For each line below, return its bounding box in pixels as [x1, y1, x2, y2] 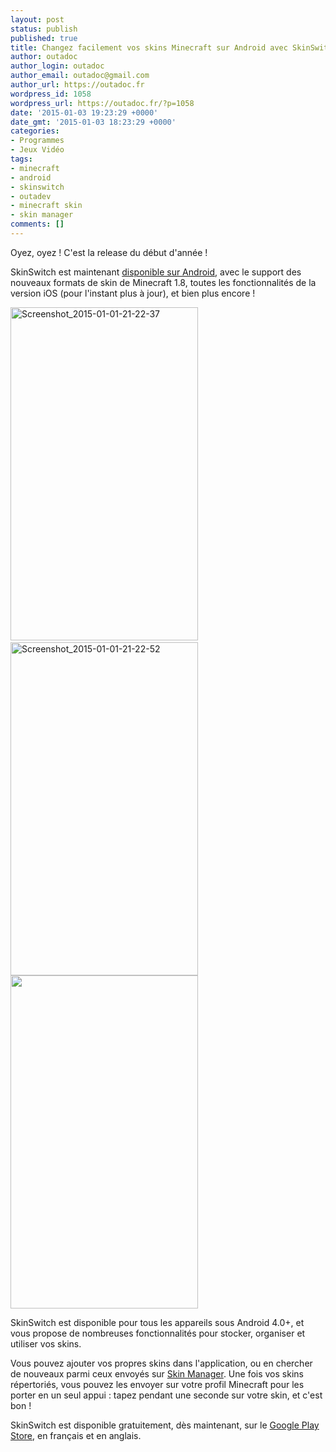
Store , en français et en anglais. [10, 1429, 142, 1441]
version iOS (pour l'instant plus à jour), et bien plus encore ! [10, 287, 256, 299]
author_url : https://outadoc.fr [10, 80, 145, 90]
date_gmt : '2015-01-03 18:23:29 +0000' [10, 117, 177, 127]
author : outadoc [10, 52, 78, 62]
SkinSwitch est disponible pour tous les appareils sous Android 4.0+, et [10, 1316, 305, 1328]
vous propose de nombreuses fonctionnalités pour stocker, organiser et [10, 1327, 306, 1339]
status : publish [10, 24, 78, 34]
